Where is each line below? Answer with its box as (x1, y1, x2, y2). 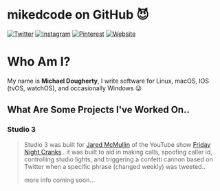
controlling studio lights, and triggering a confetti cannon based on (23, 155, 213, 163)
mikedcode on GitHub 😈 (7, 7, 149, 23)
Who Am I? (7, 54, 71, 70)
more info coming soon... (23, 176, 95, 184)
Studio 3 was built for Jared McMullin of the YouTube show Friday (23, 140, 211, 148)
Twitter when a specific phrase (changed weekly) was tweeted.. (23, 162, 206, 170)
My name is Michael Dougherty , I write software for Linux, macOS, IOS (7, 77, 210, 85)
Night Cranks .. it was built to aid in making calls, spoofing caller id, (23, 148, 213, 156)
